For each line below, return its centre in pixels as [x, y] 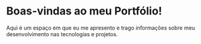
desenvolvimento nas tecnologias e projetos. [62, 34]
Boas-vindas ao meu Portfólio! [84, 11]
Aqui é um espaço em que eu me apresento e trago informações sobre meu [101, 28]
